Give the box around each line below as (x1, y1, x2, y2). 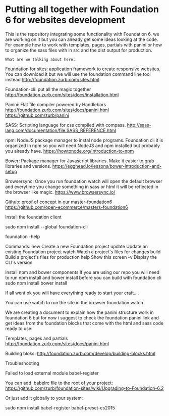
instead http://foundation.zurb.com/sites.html (5, 76, 100, 82)
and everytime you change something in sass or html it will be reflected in (5, 183, 159, 190)
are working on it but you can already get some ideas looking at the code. (5, 36, 158, 42)
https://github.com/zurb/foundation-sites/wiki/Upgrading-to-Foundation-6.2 (5, 385, 164, 391)
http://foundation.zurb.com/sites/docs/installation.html (5, 91, 119, 98)
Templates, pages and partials (5, 335, 68, 341)
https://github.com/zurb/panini (5, 112, 69, 118)
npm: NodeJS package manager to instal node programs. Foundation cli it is (5, 137, 163, 143)
